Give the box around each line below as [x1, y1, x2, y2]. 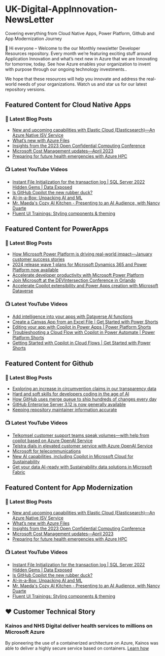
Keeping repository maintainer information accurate [12, 406, 117, 412]
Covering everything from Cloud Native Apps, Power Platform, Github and [5, 30, 155, 36]
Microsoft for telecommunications [12, 448, 81, 454]
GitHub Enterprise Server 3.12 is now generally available [12, 401, 126, 407]
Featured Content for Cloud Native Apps [5, 101, 132, 109]
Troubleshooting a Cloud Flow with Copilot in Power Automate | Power [12, 329, 155, 335]
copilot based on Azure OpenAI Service [12, 437, 93, 444]
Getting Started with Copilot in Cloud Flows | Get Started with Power [12, 340, 151, 346]
